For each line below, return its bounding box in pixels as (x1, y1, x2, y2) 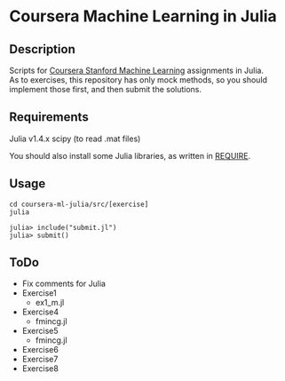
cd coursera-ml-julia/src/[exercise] (9, 200, 149, 209)
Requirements (9, 109, 89, 125)
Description (9, 42, 75, 57)
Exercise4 (21, 306, 59, 317)
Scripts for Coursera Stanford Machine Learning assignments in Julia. (9, 65, 265, 75)
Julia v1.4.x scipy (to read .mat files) (9, 133, 141, 144)
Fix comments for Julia (21, 278, 107, 290)
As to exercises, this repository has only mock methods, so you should (9, 75, 268, 85)
